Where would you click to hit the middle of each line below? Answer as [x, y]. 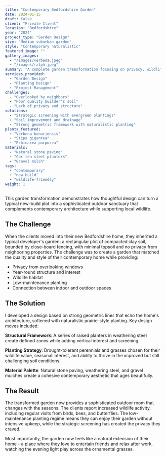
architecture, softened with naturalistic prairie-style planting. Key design [79, 320]
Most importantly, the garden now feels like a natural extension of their [77, 439]
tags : [11, 166]
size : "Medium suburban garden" [38, 42]
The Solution [25, 304]
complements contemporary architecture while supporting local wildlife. [78, 208]
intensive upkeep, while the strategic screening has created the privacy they [83, 424]
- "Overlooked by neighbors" [40, 97]
